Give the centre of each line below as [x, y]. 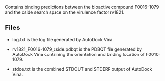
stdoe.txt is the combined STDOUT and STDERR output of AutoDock [82, 69]
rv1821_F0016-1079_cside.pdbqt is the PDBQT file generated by [77, 49]
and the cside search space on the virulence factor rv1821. [65, 12]
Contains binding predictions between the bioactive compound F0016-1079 [82, 7]
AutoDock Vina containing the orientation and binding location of [79, 54]
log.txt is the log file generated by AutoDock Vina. [63, 39]
